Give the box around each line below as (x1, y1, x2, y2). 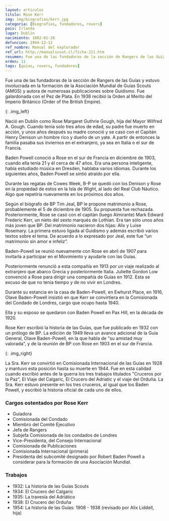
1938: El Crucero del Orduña (12, 499, 71, 505)
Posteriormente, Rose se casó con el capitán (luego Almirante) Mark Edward (5, 212, 163, 218)
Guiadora (12, 411, 32, 417)
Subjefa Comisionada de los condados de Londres (12, 432, 117, 438)
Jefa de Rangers (12, 427, 47, 433)
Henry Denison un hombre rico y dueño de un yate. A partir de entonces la (5, 134, 160, 140)
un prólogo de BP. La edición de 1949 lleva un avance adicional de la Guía (5, 330, 158, 336)
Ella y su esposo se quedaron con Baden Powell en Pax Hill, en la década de (5, 310, 163, 316)
